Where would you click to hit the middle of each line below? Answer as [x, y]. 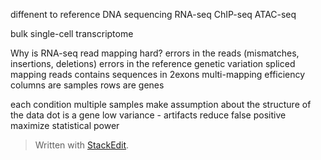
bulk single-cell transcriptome [72, 33]
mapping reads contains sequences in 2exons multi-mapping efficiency [158, 74]
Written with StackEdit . [82, 145]
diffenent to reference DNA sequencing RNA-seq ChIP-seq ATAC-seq [153, 14]
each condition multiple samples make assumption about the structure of [161, 104]
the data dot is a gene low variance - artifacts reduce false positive [148, 115]
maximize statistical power [65, 125]
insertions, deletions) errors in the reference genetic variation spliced [153, 63]
